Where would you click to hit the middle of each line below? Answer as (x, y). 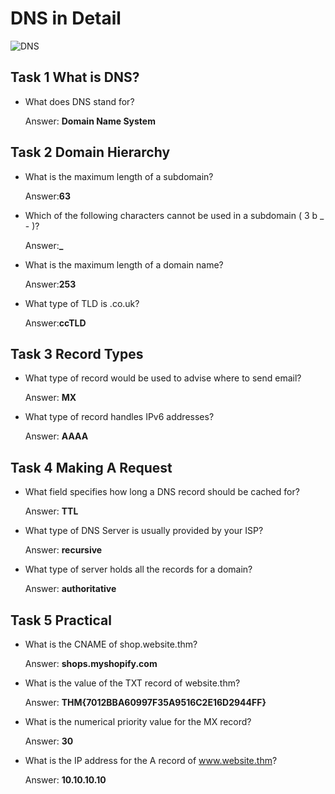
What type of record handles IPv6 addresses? (119, 417)
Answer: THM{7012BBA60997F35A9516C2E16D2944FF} (145, 702)
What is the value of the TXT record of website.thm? (132, 683)
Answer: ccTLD (55, 323)
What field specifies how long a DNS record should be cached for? (162, 492)
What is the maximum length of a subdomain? (119, 176)
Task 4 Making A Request (91, 467)
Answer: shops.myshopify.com (91, 663)
